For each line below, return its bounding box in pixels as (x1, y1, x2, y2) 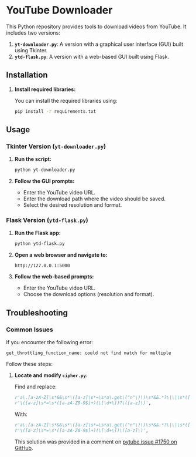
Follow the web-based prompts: (14, 273, 94, 280)
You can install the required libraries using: (14, 97, 118, 104)
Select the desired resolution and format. (23, 201, 122, 209)
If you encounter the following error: (6, 339, 94, 346)
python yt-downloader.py (14, 167, 75, 173)
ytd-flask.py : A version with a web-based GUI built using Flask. (14, 53, 170, 60)
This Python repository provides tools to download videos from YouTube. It (6, 23, 187, 30)
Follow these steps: (6, 361, 53, 368)
